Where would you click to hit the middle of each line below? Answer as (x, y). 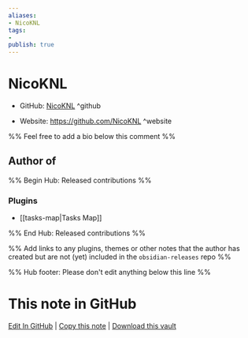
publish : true (31, 45)
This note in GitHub (72, 304)
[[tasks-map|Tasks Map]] (61, 218)
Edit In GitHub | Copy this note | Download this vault (93, 326)
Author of (32, 161)
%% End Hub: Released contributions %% (77, 233)
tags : (17, 30)
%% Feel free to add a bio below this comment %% (92, 137)
